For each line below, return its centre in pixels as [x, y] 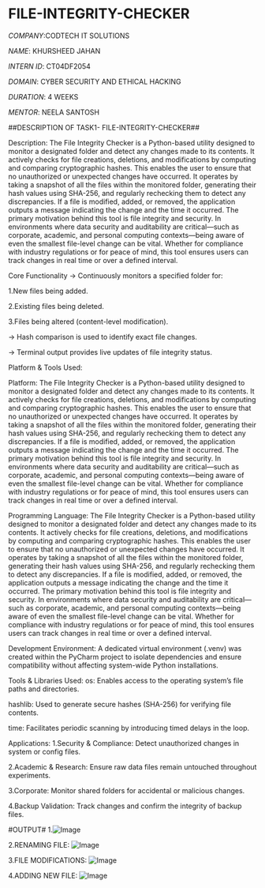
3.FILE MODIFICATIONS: [48, 860]
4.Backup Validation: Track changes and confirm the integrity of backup [125, 806]
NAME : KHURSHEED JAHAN [54, 51]
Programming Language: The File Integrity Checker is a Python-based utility [132, 515]
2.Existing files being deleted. [56, 306]
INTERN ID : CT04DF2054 [49, 66]
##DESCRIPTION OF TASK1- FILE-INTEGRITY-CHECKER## [104, 127]
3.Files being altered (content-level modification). [88, 322]
